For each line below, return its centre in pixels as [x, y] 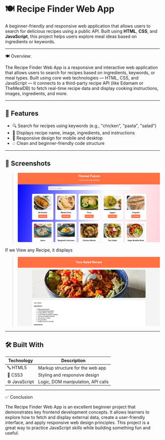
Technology [21, 360]
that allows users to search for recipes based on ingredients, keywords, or [80, 72]
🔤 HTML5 [17, 368]
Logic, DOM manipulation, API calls [73, 382]
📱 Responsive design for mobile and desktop [57, 138]
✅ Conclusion [19, 397]
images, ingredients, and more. [36, 93]
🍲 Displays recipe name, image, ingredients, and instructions [73, 133]
